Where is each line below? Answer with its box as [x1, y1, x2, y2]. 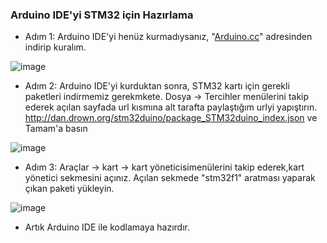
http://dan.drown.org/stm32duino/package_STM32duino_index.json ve [24, 112, 318, 124]
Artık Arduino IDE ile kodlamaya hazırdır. [24, 221, 190, 233]
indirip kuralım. [24, 41, 87, 53]
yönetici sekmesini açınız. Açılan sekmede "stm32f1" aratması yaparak [24, 172, 316, 184]
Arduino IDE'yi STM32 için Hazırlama [10, 8, 194, 22]
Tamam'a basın [24, 123, 88, 135]
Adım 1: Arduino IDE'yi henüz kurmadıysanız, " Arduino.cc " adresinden [24, 31, 313, 43]
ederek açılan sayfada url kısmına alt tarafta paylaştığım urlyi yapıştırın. [24, 101, 318, 113]
